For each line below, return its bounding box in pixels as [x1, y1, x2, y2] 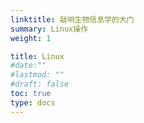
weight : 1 [10, 33, 52, 43]
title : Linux [10, 51, 65, 61]
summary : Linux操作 [10, 24, 89, 34]
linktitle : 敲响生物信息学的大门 [10, 14, 135, 25]
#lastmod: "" [10, 70, 65, 80]
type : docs [10, 97, 56, 108]
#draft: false [10, 79, 70, 90]
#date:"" [10, 61, 47, 71]
